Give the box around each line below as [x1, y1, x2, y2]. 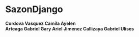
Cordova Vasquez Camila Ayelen [5, 20, 76, 26]
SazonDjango [5, 4, 64, 15]
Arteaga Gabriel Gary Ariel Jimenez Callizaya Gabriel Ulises [5, 25, 134, 31]
